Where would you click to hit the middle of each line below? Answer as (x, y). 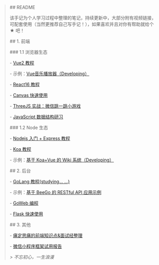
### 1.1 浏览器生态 (28, 52)
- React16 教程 (25, 84)
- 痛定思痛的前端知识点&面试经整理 (46, 235)
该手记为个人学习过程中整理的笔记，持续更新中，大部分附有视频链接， (83, 18)
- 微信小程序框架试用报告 (36, 246)
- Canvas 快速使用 (29, 95)
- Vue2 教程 (22, 63)
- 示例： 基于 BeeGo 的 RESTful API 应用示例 (55, 192)
